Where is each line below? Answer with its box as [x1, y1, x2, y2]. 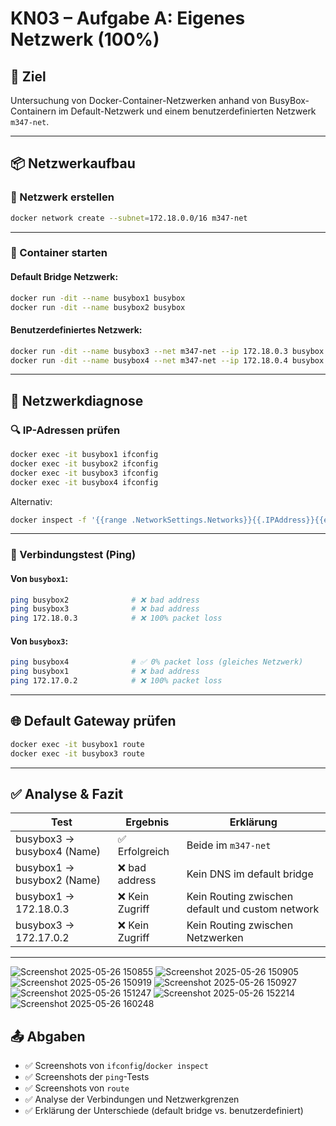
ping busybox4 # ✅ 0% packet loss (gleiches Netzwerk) [10, 657, 304, 667]
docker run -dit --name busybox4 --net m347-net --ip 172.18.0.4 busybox [10, 355, 325, 366]
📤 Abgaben [10, 1028, 86, 1045]
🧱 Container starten [10, 246, 108, 260]
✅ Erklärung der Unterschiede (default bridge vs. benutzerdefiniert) [24, 1105, 304, 1117]
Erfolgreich [117, 845, 170, 859]
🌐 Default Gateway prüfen [10, 713, 177, 730]
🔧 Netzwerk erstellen [10, 190, 115, 204]
